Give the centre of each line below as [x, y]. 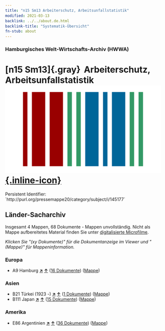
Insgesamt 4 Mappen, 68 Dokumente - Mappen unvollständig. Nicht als [78, 227]
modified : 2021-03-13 [27, 16]
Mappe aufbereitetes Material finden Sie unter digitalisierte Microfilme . [77, 232]
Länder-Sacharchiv [35, 215]
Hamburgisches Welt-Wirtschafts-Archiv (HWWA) [67, 49]
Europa [14, 260]
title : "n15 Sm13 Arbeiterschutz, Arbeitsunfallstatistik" [67, 10]
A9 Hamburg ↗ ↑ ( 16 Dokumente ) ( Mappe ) [56, 271]
